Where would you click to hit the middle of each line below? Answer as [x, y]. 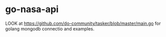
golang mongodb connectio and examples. [50, 28]
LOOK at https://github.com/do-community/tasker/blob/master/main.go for [83, 23]
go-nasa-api [32, 9]
